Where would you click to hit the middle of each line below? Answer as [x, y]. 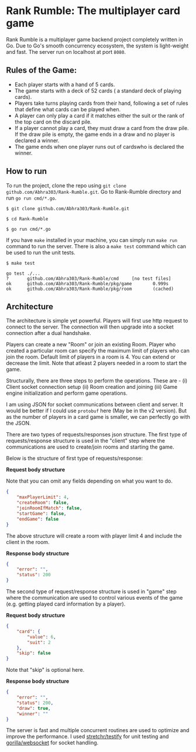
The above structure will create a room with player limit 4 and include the [94, 536]
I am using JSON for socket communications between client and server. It [95, 405]
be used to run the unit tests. [41, 252]
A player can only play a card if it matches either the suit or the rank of [99, 115]
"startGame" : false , [42, 514]
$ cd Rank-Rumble [27, 219]
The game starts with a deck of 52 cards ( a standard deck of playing [98, 90]
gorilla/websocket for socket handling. [52, 743]
